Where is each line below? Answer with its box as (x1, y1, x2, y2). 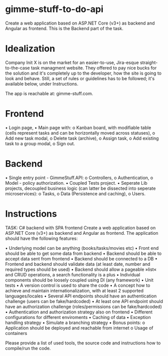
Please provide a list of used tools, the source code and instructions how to (5, 339, 161, 346)
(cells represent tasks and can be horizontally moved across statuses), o (5, 130, 155, 136)
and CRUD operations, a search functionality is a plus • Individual (5, 271, 140, 277)
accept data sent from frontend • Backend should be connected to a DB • (5, 255, 158, 261)
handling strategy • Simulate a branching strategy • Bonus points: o (5, 319, 145, 325)
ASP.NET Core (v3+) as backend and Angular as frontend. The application (5, 230, 159, 236)
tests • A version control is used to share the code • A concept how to (5, 282, 150, 288)
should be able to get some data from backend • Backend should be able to (5, 250, 162, 256)
